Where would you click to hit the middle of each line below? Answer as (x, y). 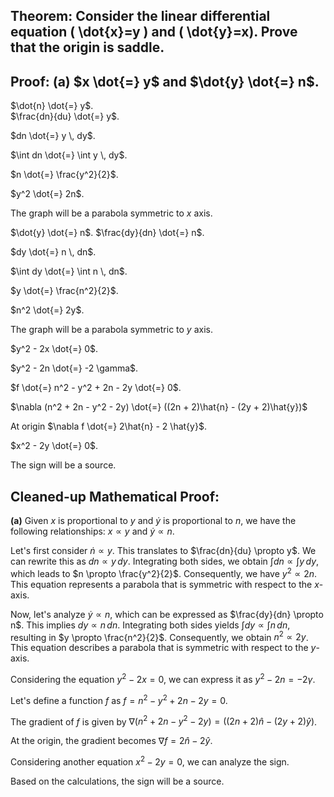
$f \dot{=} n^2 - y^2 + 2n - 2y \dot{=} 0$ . (96, 388)
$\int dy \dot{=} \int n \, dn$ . (69, 271)
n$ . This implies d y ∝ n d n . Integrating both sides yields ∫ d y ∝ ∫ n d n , (150, 625)
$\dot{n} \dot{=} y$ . (52, 106)
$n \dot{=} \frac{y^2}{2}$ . (64, 175)
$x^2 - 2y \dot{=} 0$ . (54, 446)
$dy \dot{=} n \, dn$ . (53, 252)
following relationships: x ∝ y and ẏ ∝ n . (92, 531)
